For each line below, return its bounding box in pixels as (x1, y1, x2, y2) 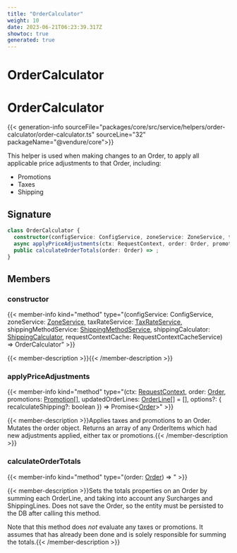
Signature (7, 208, 51, 220)
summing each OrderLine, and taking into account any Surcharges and (7, 494, 213, 502)
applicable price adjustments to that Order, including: (7, 159, 162, 168)
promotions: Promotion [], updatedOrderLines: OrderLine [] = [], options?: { (7, 395, 222, 404)
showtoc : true (7, 30, 49, 37)
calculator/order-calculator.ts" (7, 130, 95, 139)
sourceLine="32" (96, 130, 146, 139)
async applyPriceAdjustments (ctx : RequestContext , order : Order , (13, 240, 210, 248)
